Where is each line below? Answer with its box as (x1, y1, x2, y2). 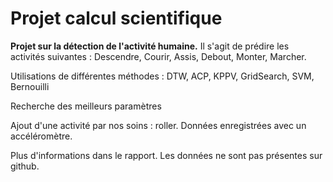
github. (10, 160, 40, 172)
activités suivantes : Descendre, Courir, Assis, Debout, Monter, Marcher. (10, 50, 307, 62)
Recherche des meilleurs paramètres (10, 100, 162, 112)
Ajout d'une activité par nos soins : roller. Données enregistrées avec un (10, 119, 307, 131)
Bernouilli (10, 80, 50, 92)
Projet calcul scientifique (10, 7, 223, 30)
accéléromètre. (10, 130, 73, 142)
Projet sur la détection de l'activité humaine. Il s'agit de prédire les (10, 40, 290, 52)
